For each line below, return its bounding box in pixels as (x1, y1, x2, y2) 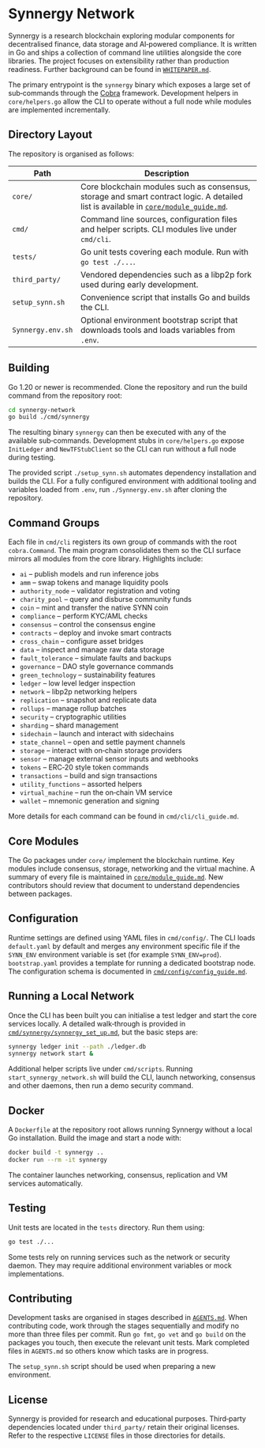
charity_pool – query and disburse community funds (19, 595, 192, 604)
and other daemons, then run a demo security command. (8, 1081, 194, 1091)
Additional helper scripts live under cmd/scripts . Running (8, 1064, 193, 1074)
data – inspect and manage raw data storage (19, 645, 165, 655)
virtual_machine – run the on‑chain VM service (19, 788, 173, 797)
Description (144, 168, 189, 179)
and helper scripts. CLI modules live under (80, 223, 237, 234)
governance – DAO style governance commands (19, 662, 174, 671)
